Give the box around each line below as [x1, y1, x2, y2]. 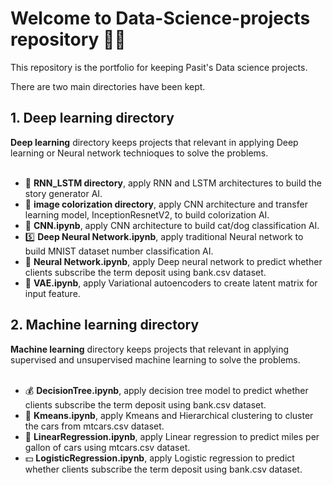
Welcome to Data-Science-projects [10, 7, 311, 30]
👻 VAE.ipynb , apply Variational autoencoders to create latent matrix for [24, 277, 318, 289]
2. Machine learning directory [10, 317, 200, 334]
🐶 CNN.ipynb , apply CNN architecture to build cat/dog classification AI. [24, 219, 320, 231]
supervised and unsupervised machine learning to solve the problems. [10, 353, 301, 366]
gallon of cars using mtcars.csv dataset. [24, 441, 191, 453]
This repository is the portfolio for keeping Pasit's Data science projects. [10, 61, 308, 73]
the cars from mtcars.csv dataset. [24, 420, 165, 432]
